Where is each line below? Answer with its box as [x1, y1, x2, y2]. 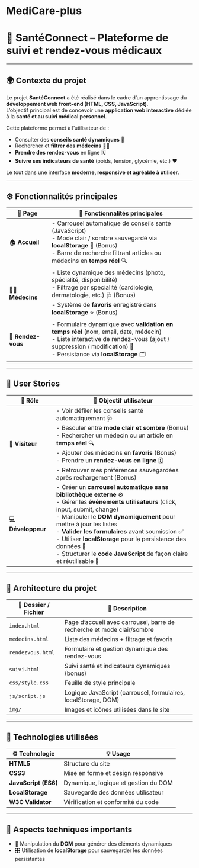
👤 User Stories [6, 379, 60, 389]
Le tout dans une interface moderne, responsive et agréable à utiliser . [6, 169, 179, 176]
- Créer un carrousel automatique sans [56, 483, 169, 491]
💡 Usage [106, 750, 131, 758]
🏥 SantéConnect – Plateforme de [6, 31, 169, 45]
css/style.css [9, 680, 49, 686]
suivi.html [9, 666, 40, 673]
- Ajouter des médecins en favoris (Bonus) [56, 448, 176, 456]
